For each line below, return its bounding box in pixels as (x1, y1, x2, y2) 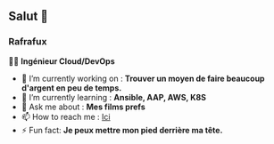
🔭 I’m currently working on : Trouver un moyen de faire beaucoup (21, 73, 265, 84)
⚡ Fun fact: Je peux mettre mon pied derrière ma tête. (21, 124, 223, 135)
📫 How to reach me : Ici (21, 111, 111, 122)
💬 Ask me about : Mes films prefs (21, 101, 145, 112)
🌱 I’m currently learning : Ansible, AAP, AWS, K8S (21, 92, 207, 102)
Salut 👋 (8, 9, 49, 24)
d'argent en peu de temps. (21, 82, 122, 93)
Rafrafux (8, 36, 47, 48)
